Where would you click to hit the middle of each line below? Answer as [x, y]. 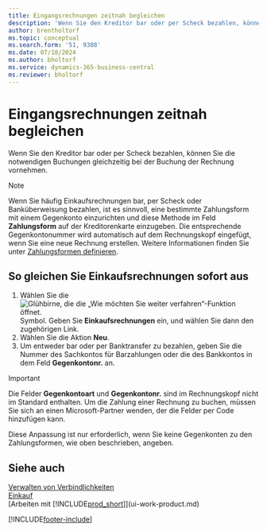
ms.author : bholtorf [43, 60]
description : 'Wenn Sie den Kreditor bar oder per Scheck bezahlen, [124, 23]
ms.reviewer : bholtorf [46, 75]
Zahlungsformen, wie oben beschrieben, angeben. [91, 443]
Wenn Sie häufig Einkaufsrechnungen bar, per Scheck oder [105, 200]
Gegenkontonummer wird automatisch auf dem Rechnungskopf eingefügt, [130, 234]
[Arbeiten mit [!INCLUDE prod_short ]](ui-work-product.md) [104, 504]
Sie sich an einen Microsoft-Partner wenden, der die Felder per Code [121, 411]
